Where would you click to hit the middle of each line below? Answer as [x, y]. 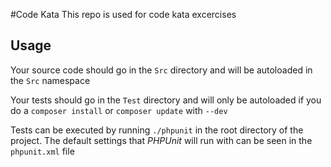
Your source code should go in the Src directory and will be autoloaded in [161, 70]
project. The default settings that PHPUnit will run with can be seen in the [161, 140]
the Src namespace [50, 80]
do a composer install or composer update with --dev [119, 110]
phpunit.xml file [42, 151]
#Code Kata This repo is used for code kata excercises [123, 14]
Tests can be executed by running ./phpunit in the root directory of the [157, 130]
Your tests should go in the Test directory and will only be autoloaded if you [166, 100]
